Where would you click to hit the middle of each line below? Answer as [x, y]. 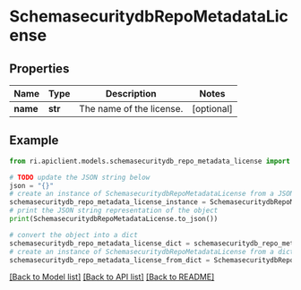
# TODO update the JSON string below [80, 177]
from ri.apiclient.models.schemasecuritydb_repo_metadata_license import [150, 161]
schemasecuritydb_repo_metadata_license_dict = [100, 243]
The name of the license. [131, 109]
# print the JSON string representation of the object [114, 211]
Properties [39, 68]
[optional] [212, 109]
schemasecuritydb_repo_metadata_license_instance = [107, 202]
